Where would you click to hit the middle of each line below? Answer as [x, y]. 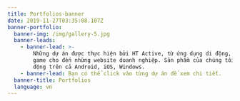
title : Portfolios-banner [46, 14]
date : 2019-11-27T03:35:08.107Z [55, 21]
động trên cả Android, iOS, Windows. [89, 67]
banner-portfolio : [35, 27]
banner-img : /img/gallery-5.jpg [62, 34]
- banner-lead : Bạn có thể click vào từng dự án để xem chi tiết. [121, 73]
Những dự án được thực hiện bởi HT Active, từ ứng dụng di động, [132, 54]
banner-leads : [35, 41]
